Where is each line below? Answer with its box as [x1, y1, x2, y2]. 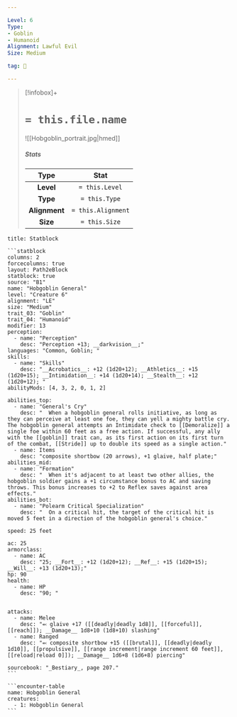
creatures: [7, 695, 40, 702]
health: [7, 577, 31, 584]
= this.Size [80, 217, 121, 226]
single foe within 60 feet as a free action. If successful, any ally [7, 428, 221, 435]
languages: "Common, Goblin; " [7, 347, 100, 354]
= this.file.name [24, 113, 128, 126]
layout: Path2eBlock [7, 266, 69, 274]
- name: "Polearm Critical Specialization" [13, 502, 144, 510]
